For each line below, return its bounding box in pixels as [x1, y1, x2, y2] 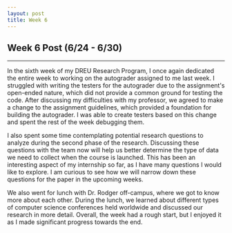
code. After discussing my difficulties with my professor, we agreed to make [7, 96, 224, 104]
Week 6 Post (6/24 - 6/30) [7, 42, 123, 54]
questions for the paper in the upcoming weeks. [7, 175, 144, 183]
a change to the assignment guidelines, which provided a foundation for [7, 103, 212, 112]
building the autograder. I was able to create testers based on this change [7, 111, 217, 119]
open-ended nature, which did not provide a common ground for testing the [7, 89, 223, 97]
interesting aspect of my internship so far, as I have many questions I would [7, 161, 222, 169]
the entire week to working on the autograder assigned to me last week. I [7, 74, 215, 83]
